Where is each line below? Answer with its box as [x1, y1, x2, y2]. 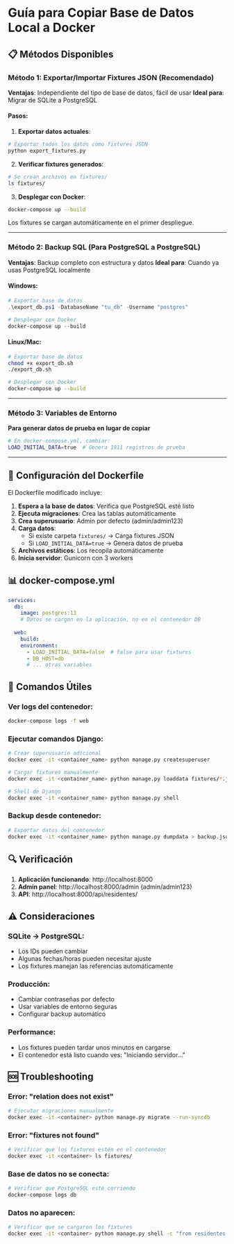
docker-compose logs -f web [8, 718, 90, 725]
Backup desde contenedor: [8, 811, 101, 820]
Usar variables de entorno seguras [17, 1002, 117, 1011]
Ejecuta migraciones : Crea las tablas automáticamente [17, 509, 176, 517]
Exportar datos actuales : [17, 128, 91, 136]
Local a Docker [8, 20, 96, 36]
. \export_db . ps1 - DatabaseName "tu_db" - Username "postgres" [8, 303, 189, 311]
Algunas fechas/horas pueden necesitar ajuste [17, 954, 152, 962]
